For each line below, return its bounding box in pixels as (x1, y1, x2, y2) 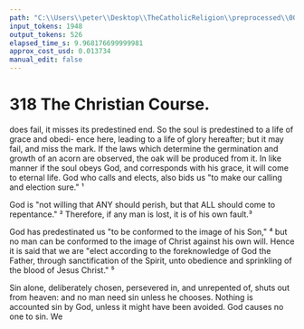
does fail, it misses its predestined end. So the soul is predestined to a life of (9, 124, 294, 135)
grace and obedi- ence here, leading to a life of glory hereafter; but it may (9, 133, 285, 145)
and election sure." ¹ (9, 182, 84, 193)
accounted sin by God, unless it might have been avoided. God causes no (9, 301, 284, 312)
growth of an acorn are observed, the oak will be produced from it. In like (9, 153, 282, 164)
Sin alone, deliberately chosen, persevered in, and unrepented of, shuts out (9, 282, 290, 293)
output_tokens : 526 (9, 30, 83, 39)
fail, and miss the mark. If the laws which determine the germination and (9, 143, 279, 154)
